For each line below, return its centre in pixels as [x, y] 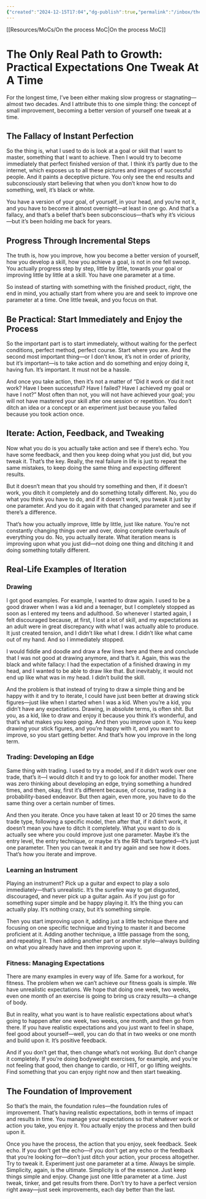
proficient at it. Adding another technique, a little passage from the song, [98, 934]
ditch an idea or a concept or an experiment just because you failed [92, 408]
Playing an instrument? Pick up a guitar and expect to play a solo [88, 883]
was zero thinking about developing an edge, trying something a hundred [99, 783]
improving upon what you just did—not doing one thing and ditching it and [100, 543]
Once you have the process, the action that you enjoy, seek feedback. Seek [102, 1144]
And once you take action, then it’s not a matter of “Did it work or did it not [100, 381]
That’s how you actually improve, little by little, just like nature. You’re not [98, 524]
